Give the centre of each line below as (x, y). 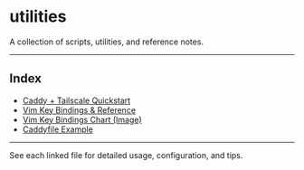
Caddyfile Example (57, 129)
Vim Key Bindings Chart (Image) (82, 119)
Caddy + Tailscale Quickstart (76, 100)
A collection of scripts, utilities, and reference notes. (107, 42)
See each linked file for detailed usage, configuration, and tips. (126, 155)
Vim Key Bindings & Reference (79, 109)
